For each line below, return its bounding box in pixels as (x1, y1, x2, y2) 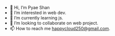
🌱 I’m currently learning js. (9, 15, 63, 20)
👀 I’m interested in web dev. (9, 10, 67, 16)
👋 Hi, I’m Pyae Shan (9, 5, 50, 10)
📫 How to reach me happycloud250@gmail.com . (9, 26, 110, 31)
